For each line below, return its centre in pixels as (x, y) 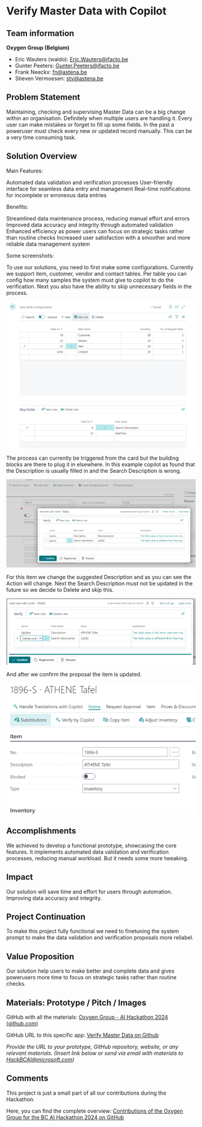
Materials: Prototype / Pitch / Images (76, 1002)
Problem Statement (43, 97)
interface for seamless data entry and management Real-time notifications (98, 189)
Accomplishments (41, 831)
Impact (20, 877)
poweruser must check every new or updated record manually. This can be (99, 131)
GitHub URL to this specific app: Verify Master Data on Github (83, 1035)
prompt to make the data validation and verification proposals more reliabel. (100, 938)
